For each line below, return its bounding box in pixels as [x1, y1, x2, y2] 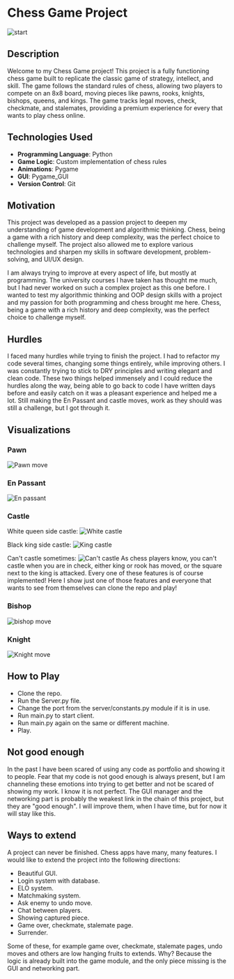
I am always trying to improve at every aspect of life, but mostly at [7, 268, 197, 277]
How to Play [7, 671, 61, 683]
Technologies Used [7, 131, 93, 144]
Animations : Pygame [17, 165, 79, 173]
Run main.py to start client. [17, 711, 95, 720]
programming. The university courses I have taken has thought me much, [7, 276, 218, 284]
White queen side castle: [7, 527, 79, 536]
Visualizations [7, 424, 71, 436]
